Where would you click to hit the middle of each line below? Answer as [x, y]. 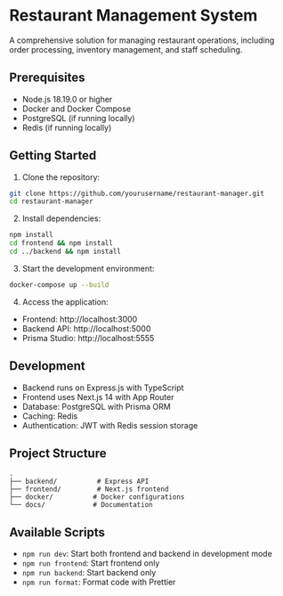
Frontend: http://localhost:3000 [80, 319]
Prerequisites [47, 78]
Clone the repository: [61, 177]
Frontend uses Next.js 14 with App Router [98, 396]
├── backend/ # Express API [79, 482]
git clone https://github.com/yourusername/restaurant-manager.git [137, 193]
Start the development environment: [88, 268]
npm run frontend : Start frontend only [91, 563]
